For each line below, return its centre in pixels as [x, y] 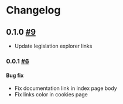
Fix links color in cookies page [51, 95]
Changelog [33, 10]
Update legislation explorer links [53, 46]
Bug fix [15, 75]
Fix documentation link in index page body [66, 88]
